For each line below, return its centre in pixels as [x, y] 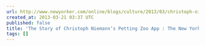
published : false [28, 23]
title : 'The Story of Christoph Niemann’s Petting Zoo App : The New [97, 28]
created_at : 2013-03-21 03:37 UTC [50, 17]
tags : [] [17, 34]
